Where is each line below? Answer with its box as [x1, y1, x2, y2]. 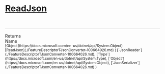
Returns [5, 33, 21, 39]
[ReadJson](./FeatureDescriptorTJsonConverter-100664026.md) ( [5, 47, 116, 53]
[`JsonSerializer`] [110, 60, 140, 65]
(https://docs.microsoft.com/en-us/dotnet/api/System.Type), [5, 56, 108, 61]
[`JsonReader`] [117, 47, 142, 53]
